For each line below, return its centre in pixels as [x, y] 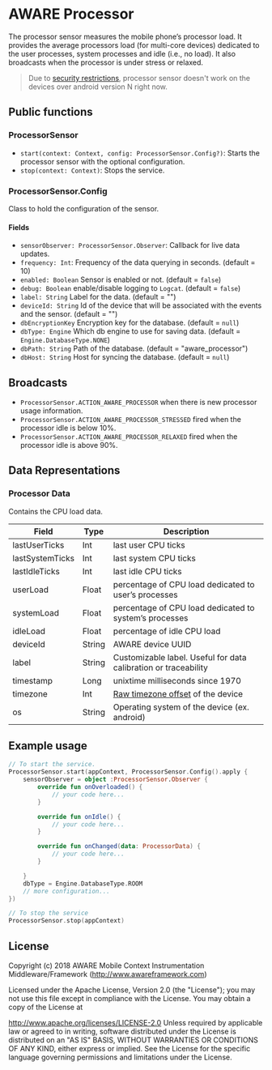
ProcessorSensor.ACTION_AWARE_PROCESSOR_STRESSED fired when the [130, 419]
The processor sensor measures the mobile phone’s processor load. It [125, 36]
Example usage [48, 746]
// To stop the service [49, 913]
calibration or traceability [160, 667]
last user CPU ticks [149, 545]
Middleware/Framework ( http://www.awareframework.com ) [108, 974]
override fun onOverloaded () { [90, 787]
